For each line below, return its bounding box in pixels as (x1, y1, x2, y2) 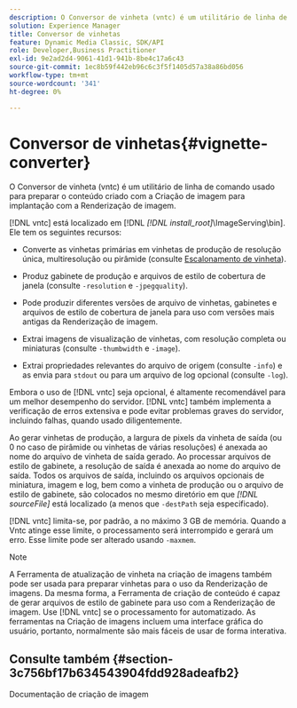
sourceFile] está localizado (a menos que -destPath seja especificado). (9, 498, 269, 509)
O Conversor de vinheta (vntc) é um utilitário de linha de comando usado (9, 181, 275, 192)
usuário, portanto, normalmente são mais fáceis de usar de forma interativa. (9, 625, 286, 636)
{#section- (112, 651, 174, 666)
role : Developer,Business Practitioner (9, 46, 157, 55)
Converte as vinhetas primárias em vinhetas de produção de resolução (21, 244, 282, 255)
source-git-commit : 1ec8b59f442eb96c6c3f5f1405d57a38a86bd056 (9, 63, 244, 72)
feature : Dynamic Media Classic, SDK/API (9, 37, 165, 47)
